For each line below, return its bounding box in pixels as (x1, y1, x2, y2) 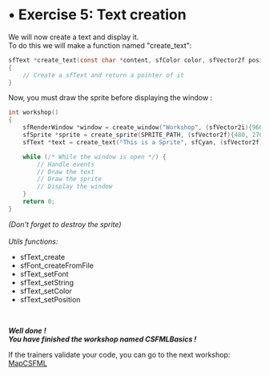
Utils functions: (8, 237, 58, 246)
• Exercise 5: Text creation (8, 6, 187, 24)
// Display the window (37, 183, 113, 191)
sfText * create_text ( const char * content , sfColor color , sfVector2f (8, 56, 246, 64)
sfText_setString (19, 277, 74, 287)
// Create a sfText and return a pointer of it (22, 71, 184, 79)
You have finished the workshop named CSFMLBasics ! (8, 334, 197, 344)
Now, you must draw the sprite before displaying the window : (8, 93, 213, 103)
